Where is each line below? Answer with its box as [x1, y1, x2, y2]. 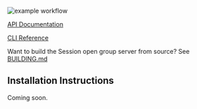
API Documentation [7, 20, 63, 28]
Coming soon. [7, 93, 48, 101]
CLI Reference [7, 34, 49, 42]
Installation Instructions [7, 75, 115, 87]
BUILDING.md [7, 54, 48, 63]
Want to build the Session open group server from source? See [7, 48, 190, 55]
